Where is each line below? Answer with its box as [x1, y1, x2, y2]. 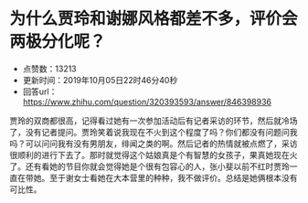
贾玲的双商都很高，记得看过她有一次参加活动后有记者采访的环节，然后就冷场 [9, 115, 298, 126]
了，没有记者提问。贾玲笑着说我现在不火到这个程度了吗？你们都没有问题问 [9, 126, 290, 137]
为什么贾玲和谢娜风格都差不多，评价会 [9, 8, 299, 29]
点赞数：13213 [22, 63, 78, 74]
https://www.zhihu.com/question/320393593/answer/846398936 [22, 96, 272, 107]
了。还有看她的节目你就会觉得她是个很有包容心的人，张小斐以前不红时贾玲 [9, 161, 290, 172]
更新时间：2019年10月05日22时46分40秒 [22, 74, 178, 85]
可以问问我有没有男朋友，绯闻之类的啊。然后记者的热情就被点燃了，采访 [25, 138, 298, 149]
